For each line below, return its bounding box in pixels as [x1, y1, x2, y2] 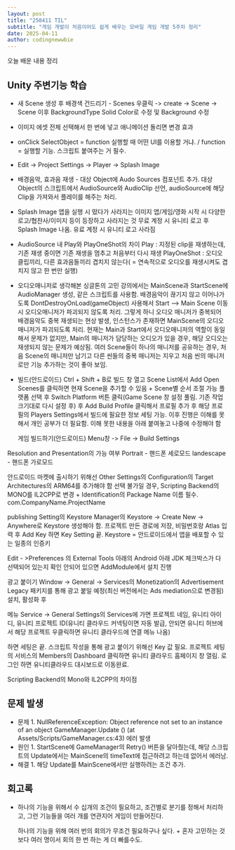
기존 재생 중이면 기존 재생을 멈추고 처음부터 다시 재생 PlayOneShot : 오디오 [17, 249, 223, 257]
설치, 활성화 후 [7, 595, 47, 603]
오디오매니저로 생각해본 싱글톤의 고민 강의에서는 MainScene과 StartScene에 [17, 281, 229, 289]
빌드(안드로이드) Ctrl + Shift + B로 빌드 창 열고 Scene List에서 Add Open [17, 375, 220, 384]
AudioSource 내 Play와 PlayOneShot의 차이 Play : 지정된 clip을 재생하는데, [17, 240, 226, 248]
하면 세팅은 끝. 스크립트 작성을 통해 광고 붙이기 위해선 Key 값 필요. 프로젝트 [7, 642, 213, 650]
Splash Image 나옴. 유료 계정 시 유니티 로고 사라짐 [17, 225, 156, 233]
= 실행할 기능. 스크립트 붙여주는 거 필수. [17, 146, 126, 155]
